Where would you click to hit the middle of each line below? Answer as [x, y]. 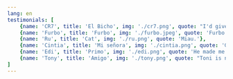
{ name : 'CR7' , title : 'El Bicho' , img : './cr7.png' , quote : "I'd [116, 26]
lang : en [20, 13]
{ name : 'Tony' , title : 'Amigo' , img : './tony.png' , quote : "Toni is [121, 58]
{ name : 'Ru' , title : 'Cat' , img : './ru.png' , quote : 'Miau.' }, [113, 39]
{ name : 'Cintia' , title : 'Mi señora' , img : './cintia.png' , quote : [119, 45]
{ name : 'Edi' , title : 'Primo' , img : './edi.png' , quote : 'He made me [122, 52]
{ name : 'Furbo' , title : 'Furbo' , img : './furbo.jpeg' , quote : [111, 33]
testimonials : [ [31, 20]
